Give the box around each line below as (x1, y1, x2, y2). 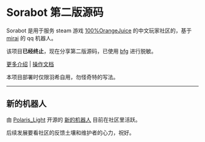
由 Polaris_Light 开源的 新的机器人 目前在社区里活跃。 (6, 116, 142, 123)
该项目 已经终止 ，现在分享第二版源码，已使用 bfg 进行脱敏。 (6, 47, 157, 55)
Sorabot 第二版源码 (6, 5, 104, 20)
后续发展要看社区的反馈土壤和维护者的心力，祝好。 (6, 129, 135, 136)
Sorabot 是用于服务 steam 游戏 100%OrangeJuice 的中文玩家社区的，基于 (6, 27, 192, 34)
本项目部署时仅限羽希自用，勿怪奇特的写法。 (6, 73, 119, 80)
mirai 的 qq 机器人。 (6, 34, 57, 41)
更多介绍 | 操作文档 (6, 60, 54, 68)
